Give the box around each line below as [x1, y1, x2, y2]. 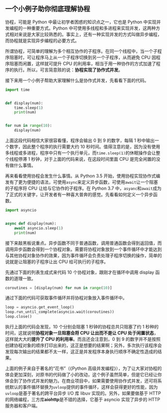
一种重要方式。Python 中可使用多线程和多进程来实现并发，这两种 [22, 25, 156, 31]
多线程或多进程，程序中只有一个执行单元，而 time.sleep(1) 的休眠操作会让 [5, 150, 157, 156]
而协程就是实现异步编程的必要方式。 [5, 37, 80, 43]
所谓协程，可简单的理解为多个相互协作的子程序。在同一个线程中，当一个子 [5, 48, 158, 54]
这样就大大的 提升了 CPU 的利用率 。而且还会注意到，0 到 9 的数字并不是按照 [5, 336, 161, 342]
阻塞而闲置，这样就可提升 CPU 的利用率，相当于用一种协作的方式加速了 [9, 60, 157, 66]
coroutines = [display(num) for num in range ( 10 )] [5, 285, 112, 290]
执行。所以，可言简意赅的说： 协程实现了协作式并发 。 [13, 67, 123, 73]
